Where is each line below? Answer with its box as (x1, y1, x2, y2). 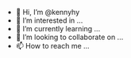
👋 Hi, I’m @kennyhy (15, 8, 80, 16)
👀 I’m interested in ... (15, 16, 83, 25)
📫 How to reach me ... (15, 42, 90, 50)
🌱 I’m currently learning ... (15, 24, 101, 33)
